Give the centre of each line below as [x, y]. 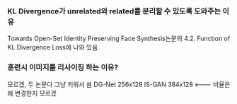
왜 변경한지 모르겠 [32, 93]
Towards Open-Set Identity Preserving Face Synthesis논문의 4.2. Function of [119, 39]
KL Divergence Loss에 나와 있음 [53, 47]
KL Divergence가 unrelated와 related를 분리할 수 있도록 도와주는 [114, 11]
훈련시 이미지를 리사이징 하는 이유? [63, 67]
